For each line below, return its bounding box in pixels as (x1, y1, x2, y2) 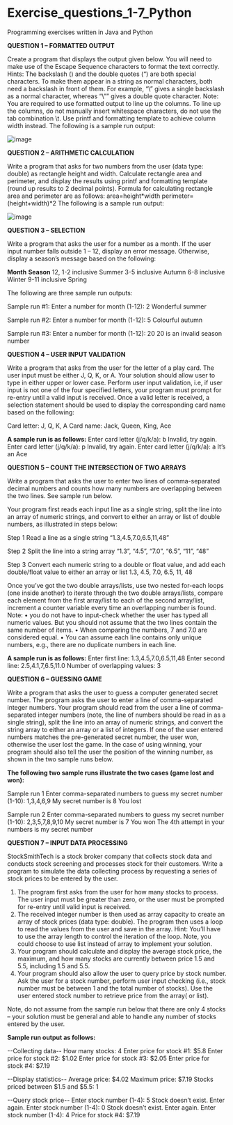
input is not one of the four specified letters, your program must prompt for (7, 385, 222, 394)
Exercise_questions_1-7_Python (7, 5, 193, 21)
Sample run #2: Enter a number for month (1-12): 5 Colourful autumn (7, 316, 203, 324)
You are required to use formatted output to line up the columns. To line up (7, 99, 221, 107)
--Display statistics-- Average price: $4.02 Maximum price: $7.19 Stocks (7, 1075, 214, 1083)
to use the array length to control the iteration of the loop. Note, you (17, 932, 212, 940)
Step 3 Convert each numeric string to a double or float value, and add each (7, 560, 226, 568)
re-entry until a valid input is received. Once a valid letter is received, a (7, 393, 210, 401)
